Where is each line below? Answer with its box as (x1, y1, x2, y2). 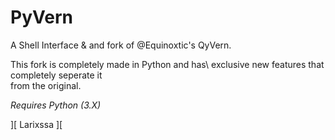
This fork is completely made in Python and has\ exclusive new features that (10, 58, 325, 70)
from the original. (10, 79, 82, 91)
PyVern (10, 6, 73, 29)
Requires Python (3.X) (10, 99, 102, 111)
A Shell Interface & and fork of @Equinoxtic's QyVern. (10, 39, 232, 51)
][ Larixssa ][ (10, 118, 63, 130)
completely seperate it (10, 69, 103, 81)
